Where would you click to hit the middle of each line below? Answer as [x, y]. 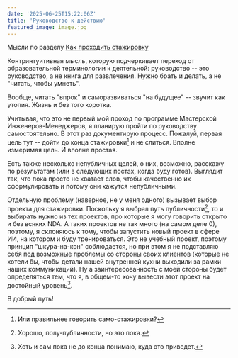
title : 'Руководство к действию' [57, 21]
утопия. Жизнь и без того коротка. [59, 105]
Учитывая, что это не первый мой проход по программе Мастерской [112, 118]
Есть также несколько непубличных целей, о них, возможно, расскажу [116, 164]
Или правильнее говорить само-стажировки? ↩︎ [91, 319]
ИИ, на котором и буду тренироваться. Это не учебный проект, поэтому [117, 239]
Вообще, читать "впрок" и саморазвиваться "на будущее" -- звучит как [116, 97]
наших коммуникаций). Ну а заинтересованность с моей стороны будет [117, 269]
